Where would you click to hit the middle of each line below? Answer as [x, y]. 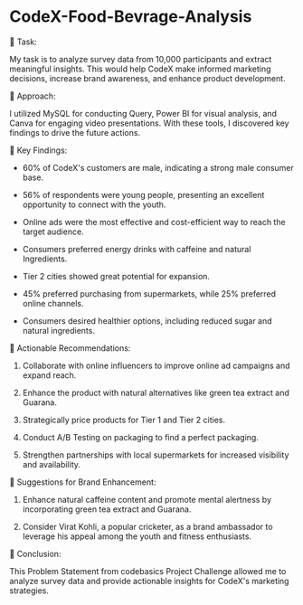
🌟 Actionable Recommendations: [70, 348]
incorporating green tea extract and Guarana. [107, 509]
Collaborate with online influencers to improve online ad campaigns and [156, 365]
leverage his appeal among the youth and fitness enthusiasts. [137, 536]
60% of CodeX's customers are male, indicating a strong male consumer [158, 167]
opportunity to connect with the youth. [94, 204]
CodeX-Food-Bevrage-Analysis [131, 17]
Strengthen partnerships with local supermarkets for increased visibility [156, 455]
